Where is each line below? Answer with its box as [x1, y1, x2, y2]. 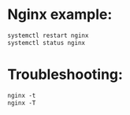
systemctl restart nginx [7, 32, 89, 39]
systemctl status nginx [7, 39, 86, 46]
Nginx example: [7, 6, 113, 24]
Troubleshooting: [7, 65, 124, 83]
